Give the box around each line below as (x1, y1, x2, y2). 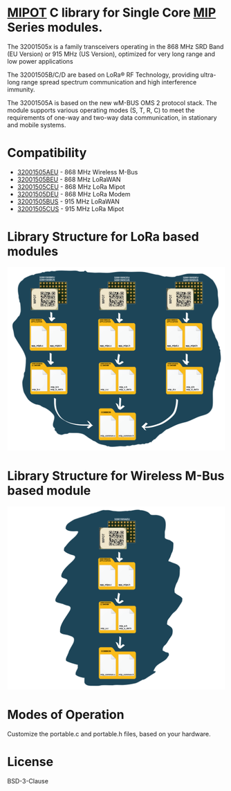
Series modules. (7, 19, 103, 35)
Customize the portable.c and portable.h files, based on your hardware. (7, 730, 211, 738)
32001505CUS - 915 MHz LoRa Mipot (17, 204, 124, 212)
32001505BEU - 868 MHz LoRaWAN (17, 175, 121, 183)
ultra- (200, 71, 216, 79)
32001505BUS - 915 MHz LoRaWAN (17, 197, 120, 206)
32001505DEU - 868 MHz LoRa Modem (17, 190, 131, 198)
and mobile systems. (7, 120, 66, 129)
